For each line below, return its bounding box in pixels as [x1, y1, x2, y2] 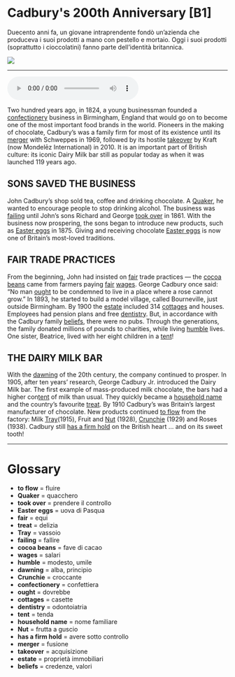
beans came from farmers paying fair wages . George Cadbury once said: [7, 279, 218, 288]
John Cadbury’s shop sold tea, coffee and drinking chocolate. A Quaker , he [7, 196, 224, 205]
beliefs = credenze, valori [17, 662, 92, 671]
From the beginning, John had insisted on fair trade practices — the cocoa [7, 272, 222, 281]
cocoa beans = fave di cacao [17, 544, 103, 552]
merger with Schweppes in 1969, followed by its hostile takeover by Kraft [7, 135, 218, 144]
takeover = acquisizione [17, 648, 88, 656]
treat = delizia [17, 521, 58, 530]
